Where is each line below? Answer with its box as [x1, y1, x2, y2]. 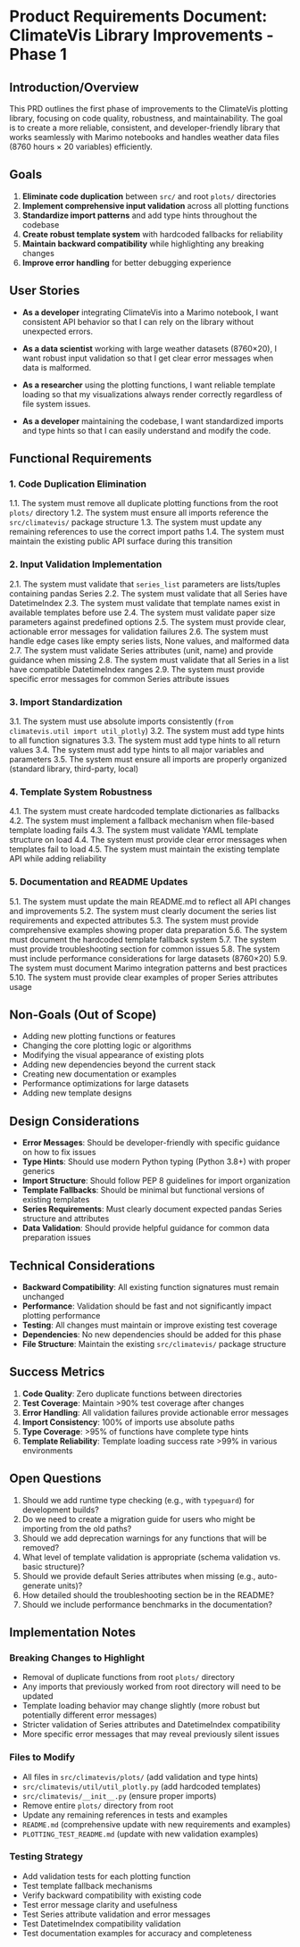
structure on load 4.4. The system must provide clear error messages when [9, 835, 287, 845]
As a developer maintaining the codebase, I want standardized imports [21, 415, 284, 426]
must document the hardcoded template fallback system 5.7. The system [9, 934, 277, 944]
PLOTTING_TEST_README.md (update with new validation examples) [21, 1828, 259, 1839]
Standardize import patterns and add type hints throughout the [21, 210, 257, 220]
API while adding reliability [9, 853, 107, 864]
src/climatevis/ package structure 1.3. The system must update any [9, 517, 262, 528]
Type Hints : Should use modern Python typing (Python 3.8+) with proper [21, 1156, 291, 1167]
